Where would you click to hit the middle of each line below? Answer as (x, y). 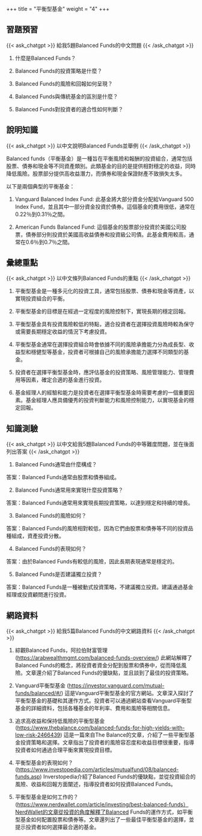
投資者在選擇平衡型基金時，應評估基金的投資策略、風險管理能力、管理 (102, 373)
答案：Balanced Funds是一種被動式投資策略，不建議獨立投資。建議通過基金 (100, 587)
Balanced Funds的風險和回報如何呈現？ (64, 84)
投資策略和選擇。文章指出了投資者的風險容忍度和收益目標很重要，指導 (107, 743)
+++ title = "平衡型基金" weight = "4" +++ (58, 9)
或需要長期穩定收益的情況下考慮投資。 (62, 332)
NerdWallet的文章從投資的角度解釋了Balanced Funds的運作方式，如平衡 (104, 812)
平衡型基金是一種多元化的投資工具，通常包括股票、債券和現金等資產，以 (104, 291)
